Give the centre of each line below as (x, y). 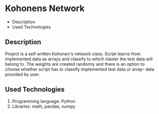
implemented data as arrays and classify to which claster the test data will (79, 59)
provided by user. (23, 74)
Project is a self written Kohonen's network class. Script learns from (73, 54)
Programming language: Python (44, 101)
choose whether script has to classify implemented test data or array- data (80, 69)
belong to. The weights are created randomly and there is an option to (75, 64)
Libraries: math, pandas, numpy (44, 106)
